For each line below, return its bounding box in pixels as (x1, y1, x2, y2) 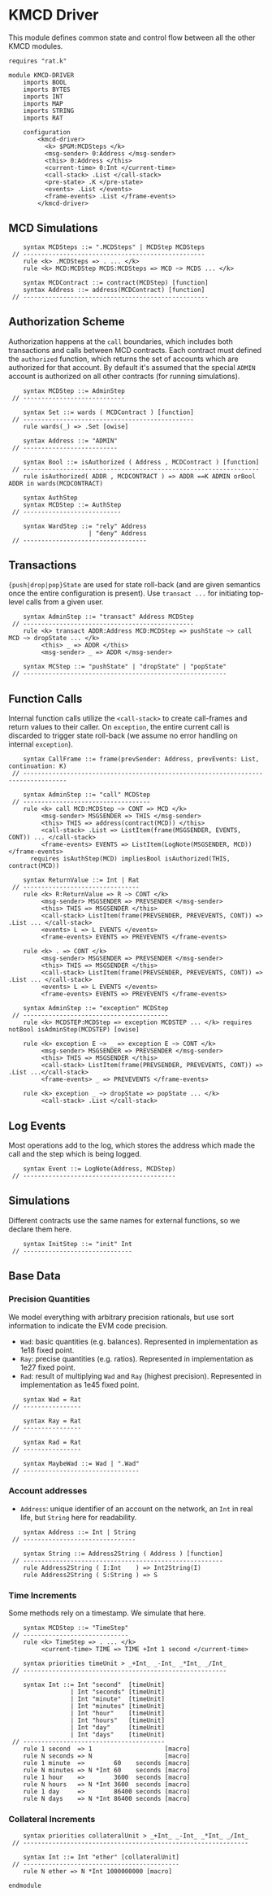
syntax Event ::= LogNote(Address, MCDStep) (23, 1165, 176, 1173)
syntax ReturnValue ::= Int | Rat (23, 876, 140, 884)
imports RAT (23, 114, 63, 122)
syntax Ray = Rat (23, 1417, 82, 1425)
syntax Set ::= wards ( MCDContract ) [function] (23, 408, 195, 416)
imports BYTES (23, 85, 71, 94)
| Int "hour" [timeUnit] (70, 1710, 165, 1718)
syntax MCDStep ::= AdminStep (23, 386, 126, 395)
